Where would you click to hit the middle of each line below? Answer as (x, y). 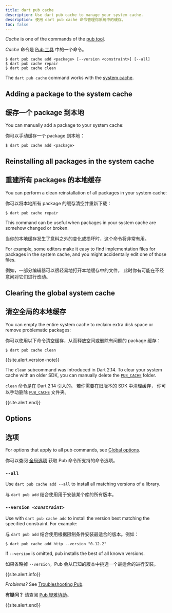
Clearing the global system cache (60, 293)
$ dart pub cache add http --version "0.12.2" (56, 544)
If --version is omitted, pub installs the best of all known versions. (75, 553)
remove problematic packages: (38, 330)
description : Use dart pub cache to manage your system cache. (74, 15)
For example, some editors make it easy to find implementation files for (80, 249)
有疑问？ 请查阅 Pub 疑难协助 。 (39, 595)
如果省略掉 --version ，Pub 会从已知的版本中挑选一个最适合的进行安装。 (82, 564)
